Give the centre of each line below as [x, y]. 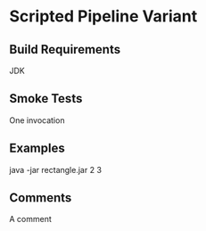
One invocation [37, 120]
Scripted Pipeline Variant [103, 16]
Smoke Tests [46, 99]
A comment [30, 219]
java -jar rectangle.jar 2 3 [56, 169]
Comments [41, 198]
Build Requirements [65, 49]
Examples [37, 148]
